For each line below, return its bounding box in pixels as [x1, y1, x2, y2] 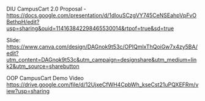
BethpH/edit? [6, 18, 40, 25]
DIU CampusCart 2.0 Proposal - [6, 6, 87, 12]
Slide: [6, 37, 21, 43]
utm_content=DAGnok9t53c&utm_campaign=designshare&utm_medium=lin [6, 56, 197, 63]
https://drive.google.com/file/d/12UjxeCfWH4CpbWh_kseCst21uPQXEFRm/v [6, 81, 199, 88]
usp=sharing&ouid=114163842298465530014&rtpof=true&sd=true [6, 24, 174, 32]
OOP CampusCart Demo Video [6, 75, 84, 81]
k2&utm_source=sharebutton [6, 62, 80, 70]
